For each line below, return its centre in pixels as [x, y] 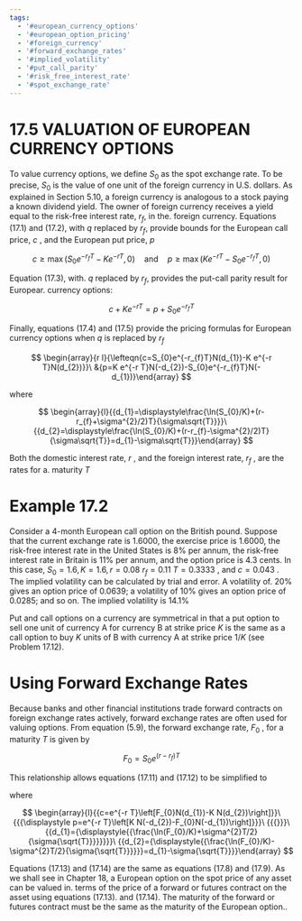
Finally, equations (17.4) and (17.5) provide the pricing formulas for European [151, 328]
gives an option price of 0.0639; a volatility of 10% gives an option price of [148, 591]
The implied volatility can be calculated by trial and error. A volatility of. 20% [151, 581]
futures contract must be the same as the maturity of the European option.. [149, 907]
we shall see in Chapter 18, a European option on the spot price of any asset [151, 878]
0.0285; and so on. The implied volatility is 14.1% [99, 600]
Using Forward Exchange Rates [129, 683]
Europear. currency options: [61, 290]
